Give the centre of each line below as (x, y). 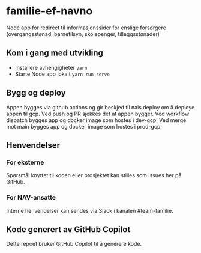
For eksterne (25, 162)
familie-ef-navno (49, 11)
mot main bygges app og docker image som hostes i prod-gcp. (84, 126)
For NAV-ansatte (31, 198)
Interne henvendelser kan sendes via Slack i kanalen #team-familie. (90, 210)
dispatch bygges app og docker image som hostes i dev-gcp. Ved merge (96, 120)
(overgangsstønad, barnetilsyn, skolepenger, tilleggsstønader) (83, 34)
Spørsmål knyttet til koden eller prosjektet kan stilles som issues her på (94, 175)
